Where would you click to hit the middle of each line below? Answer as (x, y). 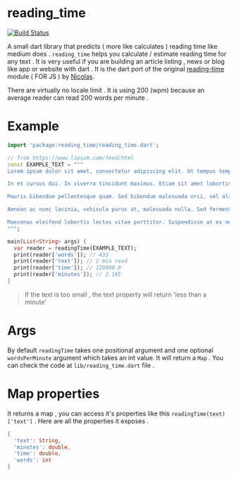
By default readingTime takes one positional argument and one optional (110, 350)
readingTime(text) (199, 414)
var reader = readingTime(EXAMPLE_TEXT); (75, 248)
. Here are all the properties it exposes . (92, 421)
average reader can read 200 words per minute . (78, 98)
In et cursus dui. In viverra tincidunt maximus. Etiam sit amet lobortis (120, 184)
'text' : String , (37, 440)
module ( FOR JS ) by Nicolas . (51, 76)
